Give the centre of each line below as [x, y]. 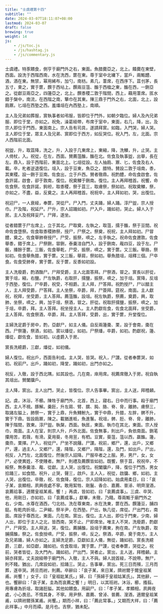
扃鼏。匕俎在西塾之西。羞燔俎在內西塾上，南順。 [54, 105]
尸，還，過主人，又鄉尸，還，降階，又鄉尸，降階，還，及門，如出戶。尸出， [81, 449]
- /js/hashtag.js [31, 50]
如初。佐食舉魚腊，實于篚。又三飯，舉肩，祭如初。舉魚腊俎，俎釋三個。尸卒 [81, 256]
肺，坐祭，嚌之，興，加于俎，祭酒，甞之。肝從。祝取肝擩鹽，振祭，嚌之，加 [81, 302]
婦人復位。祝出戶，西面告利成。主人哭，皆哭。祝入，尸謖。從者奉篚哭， [77, 357]
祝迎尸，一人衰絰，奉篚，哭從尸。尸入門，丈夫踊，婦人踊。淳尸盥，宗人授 [79, 203]
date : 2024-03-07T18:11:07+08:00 [39, 18]
